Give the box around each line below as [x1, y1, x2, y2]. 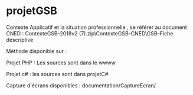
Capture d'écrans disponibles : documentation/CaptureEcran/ [6, 81, 156, 89]
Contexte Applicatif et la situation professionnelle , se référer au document [6, 24, 187, 31]
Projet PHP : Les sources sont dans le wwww [6, 59, 116, 66]
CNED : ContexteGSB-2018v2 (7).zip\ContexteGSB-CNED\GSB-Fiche [6, 30, 174, 37]
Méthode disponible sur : [6, 47, 67, 54]
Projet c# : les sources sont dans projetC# [6, 70, 109, 77]
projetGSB [6, 4, 57, 18]
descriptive [6, 36, 34, 43]
